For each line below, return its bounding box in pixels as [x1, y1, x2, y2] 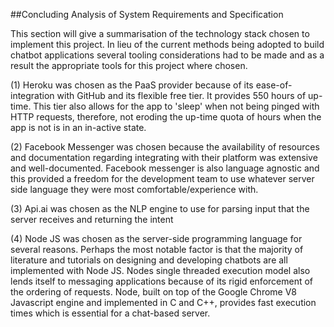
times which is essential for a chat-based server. [10, 307, 211, 319]
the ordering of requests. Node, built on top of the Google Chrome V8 [10, 286, 297, 298]
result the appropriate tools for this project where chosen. [10, 60, 248, 71]
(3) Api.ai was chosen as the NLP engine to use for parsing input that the [10, 203, 310, 214]
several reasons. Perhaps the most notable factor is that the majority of [10, 244, 304, 255]
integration [10, 90, 55, 101]
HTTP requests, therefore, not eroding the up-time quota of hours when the [10, 111, 322, 123]
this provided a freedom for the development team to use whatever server [10, 173, 315, 184]
